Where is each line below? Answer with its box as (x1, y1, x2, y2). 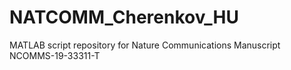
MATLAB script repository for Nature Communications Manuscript (9, 39, 281, 51)
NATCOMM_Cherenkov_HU (9, 6, 239, 29)
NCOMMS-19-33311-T (9, 49, 101, 61)
